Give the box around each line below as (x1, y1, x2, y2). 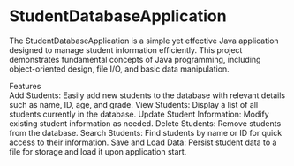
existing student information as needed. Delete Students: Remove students (9, 117, 282, 129)
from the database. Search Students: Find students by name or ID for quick (9, 127, 283, 138)
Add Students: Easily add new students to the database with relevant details (9, 90, 285, 101)
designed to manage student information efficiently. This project (9, 44, 243, 55)
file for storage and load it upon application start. (9, 146, 187, 156)
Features (9, 80, 41, 91)
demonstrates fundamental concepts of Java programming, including (9, 54, 261, 64)
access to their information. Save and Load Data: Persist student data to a (9, 137, 277, 147)
